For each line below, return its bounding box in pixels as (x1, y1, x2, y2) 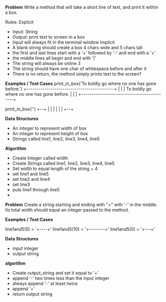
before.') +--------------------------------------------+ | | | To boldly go (5, 86, 152, 91)
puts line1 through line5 (12, 187, 60, 193)
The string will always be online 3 (12, 61, 81, 66)
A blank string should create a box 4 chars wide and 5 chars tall (12, 45, 143, 50)
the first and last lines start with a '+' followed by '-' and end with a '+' (12, 50, 156, 56)
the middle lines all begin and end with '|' (12, 55, 97, 61)
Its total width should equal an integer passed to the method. (5, 207, 129, 213)
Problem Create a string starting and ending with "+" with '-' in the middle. (5, 202, 158, 208)
